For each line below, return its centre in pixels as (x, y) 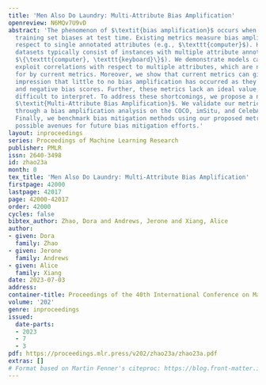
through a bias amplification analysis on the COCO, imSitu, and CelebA (138, 111)
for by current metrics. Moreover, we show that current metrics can (132, 74)
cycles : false (32, 214)
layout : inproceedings (46, 133)
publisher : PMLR (35, 148)
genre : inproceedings (44, 309)
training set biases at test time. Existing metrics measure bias (127, 38)
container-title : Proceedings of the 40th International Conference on (129, 295)
